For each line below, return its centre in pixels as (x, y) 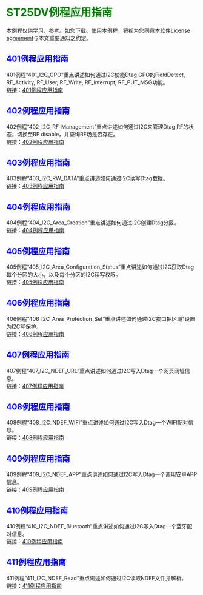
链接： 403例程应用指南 (35, 186)
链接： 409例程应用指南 (35, 489)
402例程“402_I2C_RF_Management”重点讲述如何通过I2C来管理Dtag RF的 (98, 126)
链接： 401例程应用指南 (35, 90)
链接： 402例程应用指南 (35, 142)
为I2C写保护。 (24, 326)
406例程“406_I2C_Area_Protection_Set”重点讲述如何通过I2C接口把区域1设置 (101, 318)
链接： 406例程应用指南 (35, 334)
